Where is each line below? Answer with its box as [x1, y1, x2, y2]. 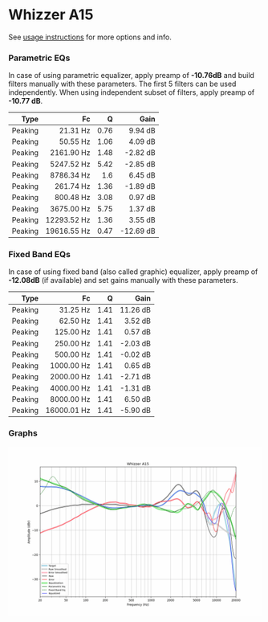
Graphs [8, 428, 38, 439]
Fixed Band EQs [8, 248, 71, 260]
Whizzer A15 [8, 6, 94, 24]
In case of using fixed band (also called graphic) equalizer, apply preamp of [8, 267, 258, 276]
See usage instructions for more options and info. [8, 32, 173, 42]
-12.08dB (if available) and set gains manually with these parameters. [8, 276, 238, 285]
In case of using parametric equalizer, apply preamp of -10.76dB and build [8, 71, 255, 80]
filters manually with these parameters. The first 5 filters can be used [8, 79, 237, 89]
